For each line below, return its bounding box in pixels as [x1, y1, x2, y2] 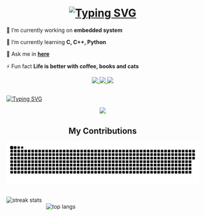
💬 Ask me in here [6, 50, 50, 58]
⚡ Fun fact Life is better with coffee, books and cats [6, 62, 139, 70]
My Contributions [68, 126, 137, 136]
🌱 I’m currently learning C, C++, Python [6, 38, 106, 45]
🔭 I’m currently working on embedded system [6, 26, 123, 34]
